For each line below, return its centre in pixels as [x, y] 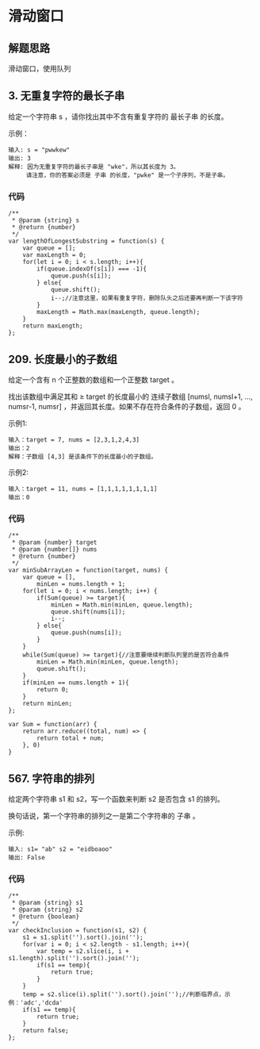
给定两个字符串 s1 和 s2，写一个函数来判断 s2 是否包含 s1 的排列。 [116, 799]
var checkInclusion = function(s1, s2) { [78, 931]
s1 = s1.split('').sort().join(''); [83, 938]
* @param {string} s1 [47, 903]
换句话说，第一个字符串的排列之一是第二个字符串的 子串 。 [104, 816]
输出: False [27, 858]
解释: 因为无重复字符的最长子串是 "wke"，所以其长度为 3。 [94, 167]
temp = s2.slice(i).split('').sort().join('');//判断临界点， [124, 995]
